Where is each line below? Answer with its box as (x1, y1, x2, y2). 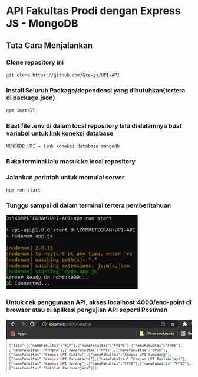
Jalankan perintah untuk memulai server (6, 173, 125, 181)
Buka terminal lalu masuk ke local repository (6, 157, 136, 166)
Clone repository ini (6, 58, 64, 66)
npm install (6, 108, 35, 114)
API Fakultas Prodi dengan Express (6, 4, 181, 18)
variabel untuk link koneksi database (6, 129, 114, 137)
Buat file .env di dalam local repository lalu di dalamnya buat (6, 121, 182, 130)
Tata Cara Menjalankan (6, 40, 93, 50)
